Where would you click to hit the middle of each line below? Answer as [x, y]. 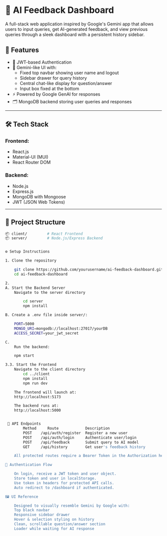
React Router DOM [32, 162]
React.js [21, 152]
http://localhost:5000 [38, 410]
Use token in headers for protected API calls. [64, 483]
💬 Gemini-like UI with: [35, 67]
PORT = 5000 [24, 324]
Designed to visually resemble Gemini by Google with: [72, 506]
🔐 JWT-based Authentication [42, 62]
